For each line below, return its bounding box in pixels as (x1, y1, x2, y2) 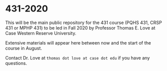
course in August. (5, 45, 42, 51)
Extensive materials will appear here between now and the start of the (5, 39, 151, 45)
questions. (5, 60, 27, 66)
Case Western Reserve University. (5, 30, 77, 36)
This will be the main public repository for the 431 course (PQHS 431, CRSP (5, 19, 162, 25)
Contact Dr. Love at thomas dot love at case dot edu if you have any (5, 54, 150, 60)
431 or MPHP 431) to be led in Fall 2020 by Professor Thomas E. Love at (5, 24, 156, 30)
